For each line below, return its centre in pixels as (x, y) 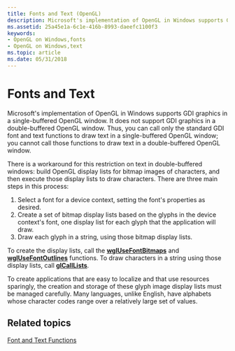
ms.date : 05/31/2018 (37, 59)
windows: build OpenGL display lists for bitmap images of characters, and (114, 171)
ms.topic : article (34, 53)
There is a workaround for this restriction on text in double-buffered (105, 164)
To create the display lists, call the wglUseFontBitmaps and (93, 250)
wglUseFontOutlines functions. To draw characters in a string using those (114, 258)
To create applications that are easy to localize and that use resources (108, 279)
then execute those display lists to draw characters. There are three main (113, 178)
